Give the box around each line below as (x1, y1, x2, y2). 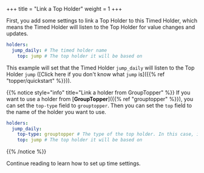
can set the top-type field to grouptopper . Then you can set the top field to (6, 102, 192, 109)
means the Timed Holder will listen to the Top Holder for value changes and (6, 24, 195, 30)
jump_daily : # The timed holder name (12, 47, 107, 54)
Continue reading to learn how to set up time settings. (6, 160, 141, 167)
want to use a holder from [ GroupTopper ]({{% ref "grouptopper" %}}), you (6, 95, 194, 102)
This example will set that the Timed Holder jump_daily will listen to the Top (6, 64, 195, 71)
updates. (6, 30, 29, 37)
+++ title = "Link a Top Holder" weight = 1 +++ (6, 5, 123, 12)
